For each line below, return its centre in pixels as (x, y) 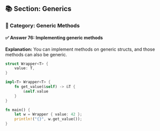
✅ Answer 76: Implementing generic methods (54, 38)
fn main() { (18, 110)
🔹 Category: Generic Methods (42, 26)
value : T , (25, 68)
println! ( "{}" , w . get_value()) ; (48, 119)
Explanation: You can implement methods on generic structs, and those (80, 49)
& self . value (36, 91)
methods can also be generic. (36, 54)
